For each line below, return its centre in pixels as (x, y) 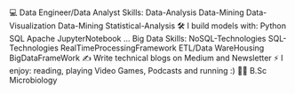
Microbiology (33, 80)
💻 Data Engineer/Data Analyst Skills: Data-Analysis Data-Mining (127, 12)
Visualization (32, 26)
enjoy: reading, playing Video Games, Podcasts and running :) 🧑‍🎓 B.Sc (138, 70)
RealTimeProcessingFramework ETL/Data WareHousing (163, 48)
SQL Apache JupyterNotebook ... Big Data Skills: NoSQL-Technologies (138, 39)
